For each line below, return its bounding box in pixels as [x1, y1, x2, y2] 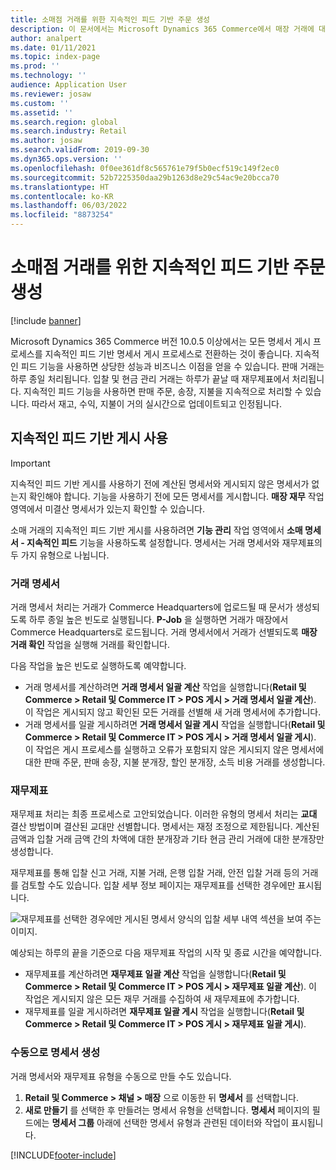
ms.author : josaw [10, 136, 83, 146]
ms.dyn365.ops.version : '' [10, 154, 123, 164]
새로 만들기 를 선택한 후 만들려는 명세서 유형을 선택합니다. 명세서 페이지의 [24, 1104, 310, 1116]
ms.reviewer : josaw [10, 89, 92, 99]
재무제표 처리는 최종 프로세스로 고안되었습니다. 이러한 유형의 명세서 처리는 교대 [10, 808, 318, 820]
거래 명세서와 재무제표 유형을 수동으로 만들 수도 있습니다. [10, 1070, 232, 1082]
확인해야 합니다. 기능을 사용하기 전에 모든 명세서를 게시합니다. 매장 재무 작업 [28, 490, 325, 502]
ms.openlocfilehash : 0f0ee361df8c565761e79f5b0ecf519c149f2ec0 [10, 163, 280, 173]
